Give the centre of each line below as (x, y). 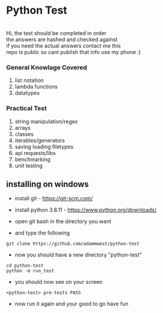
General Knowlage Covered (47, 67)
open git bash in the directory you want (63, 222)
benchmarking (32, 159)
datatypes (27, 93)
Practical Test (26, 109)
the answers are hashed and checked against (62, 39)
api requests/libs (35, 153)
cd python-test (25, 266)
